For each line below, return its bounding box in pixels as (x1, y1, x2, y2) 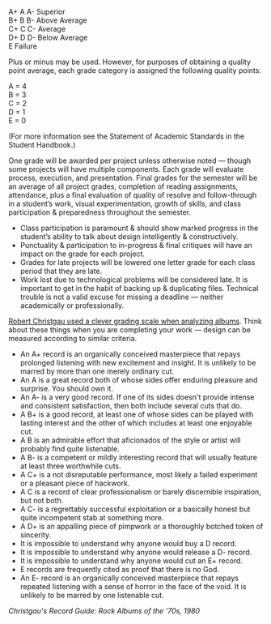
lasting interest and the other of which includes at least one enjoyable (19, 418, 252, 428)
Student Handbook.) (8, 140, 76, 149)
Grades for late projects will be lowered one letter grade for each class (19, 258, 256, 267)
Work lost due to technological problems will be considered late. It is (19, 275, 248, 284)
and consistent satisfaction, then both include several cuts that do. (19, 401, 243, 410)
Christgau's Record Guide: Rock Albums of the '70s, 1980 (8, 606, 201, 615)
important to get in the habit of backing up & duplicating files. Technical (19, 284, 259, 293)
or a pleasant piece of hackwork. (19, 478, 130, 488)
